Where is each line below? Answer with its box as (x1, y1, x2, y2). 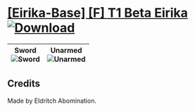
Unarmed (50, 45, 82, 55)
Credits (7, 77, 41, 89)
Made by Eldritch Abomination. (7, 97, 97, 105)
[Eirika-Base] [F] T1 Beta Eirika (7, 5, 189, 21)
